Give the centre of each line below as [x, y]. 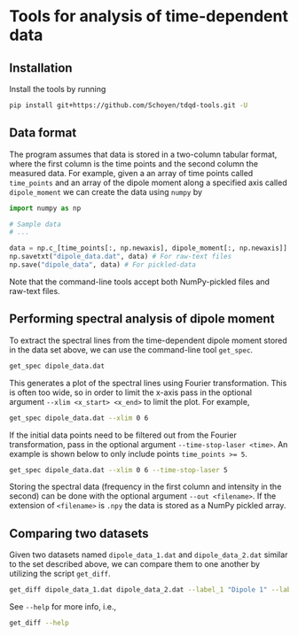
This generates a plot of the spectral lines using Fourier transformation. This [148, 383]
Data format [43, 133]
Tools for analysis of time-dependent [149, 16]
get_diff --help [39, 623]
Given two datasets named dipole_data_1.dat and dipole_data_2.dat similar [149, 555]
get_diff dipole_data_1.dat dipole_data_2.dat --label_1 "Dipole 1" [138, 590]
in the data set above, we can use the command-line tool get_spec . [131, 349]
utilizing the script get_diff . [60, 574]
